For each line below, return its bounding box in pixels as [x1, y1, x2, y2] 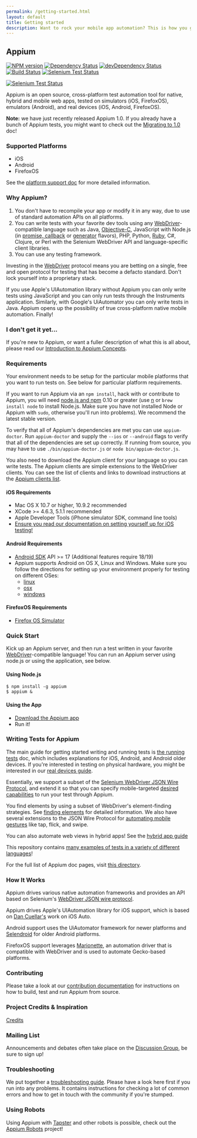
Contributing [6, 969, 43, 977]
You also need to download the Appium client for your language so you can [6, 456, 188, 464]
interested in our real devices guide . [6, 767, 93, 774]
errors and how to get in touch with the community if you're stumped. [6, 1091, 174, 1098]
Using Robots [6, 1106, 45, 1114]
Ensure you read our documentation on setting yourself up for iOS [14, 520, 174, 527]
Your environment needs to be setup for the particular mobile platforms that [6, 373, 189, 380]
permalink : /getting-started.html [6, 8, 91, 15]
